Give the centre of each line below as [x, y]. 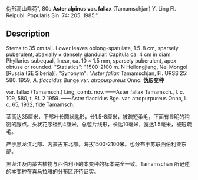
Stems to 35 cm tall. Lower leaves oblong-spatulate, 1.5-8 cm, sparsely [92, 48]
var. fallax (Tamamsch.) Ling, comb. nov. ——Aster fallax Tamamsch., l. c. [95, 92]
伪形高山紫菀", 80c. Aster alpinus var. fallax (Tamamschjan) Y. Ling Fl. [91, 9]
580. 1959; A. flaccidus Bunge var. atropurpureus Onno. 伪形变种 [85, 80]
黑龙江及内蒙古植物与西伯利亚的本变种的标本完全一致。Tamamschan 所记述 [98, 163]
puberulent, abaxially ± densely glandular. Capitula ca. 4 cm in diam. [89, 54]
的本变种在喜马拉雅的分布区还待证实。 [52, 171]
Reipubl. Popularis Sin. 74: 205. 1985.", [52, 15]
